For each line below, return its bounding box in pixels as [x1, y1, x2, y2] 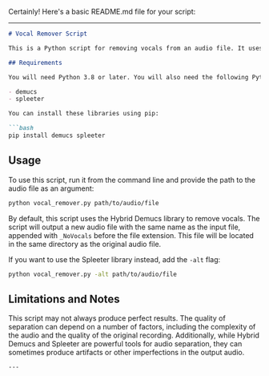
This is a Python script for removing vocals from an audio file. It [8, 44, 246, 52]
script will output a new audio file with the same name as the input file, [8, 222, 241, 232]
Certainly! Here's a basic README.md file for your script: [8, 7, 196, 16]
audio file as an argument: [8, 184, 94, 193]
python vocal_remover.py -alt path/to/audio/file [8, 270, 178, 278]
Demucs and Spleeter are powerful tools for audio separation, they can [8, 339, 243, 349]
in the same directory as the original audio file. [8, 239, 162, 249]
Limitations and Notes [8, 292, 120, 305]
